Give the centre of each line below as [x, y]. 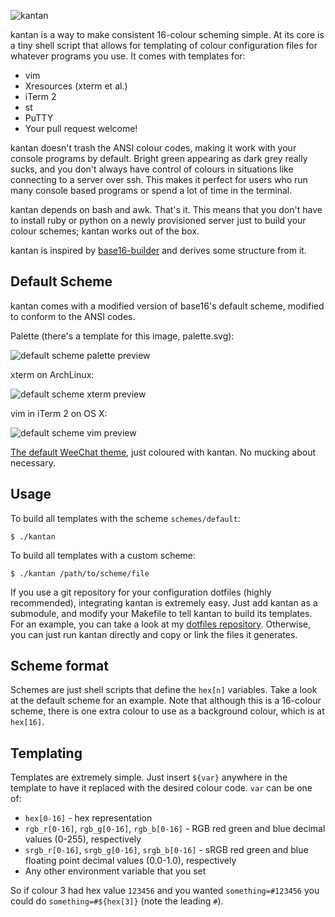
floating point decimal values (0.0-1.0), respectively [130, 861]
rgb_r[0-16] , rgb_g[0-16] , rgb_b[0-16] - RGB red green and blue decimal [175, 829]
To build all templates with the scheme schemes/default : [125, 518]
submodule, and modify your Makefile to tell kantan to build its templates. [161, 613]
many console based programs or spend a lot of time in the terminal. [151, 190]
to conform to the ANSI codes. [73, 316]
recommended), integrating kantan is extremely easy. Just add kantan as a [164, 602]
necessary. [33, 462]
